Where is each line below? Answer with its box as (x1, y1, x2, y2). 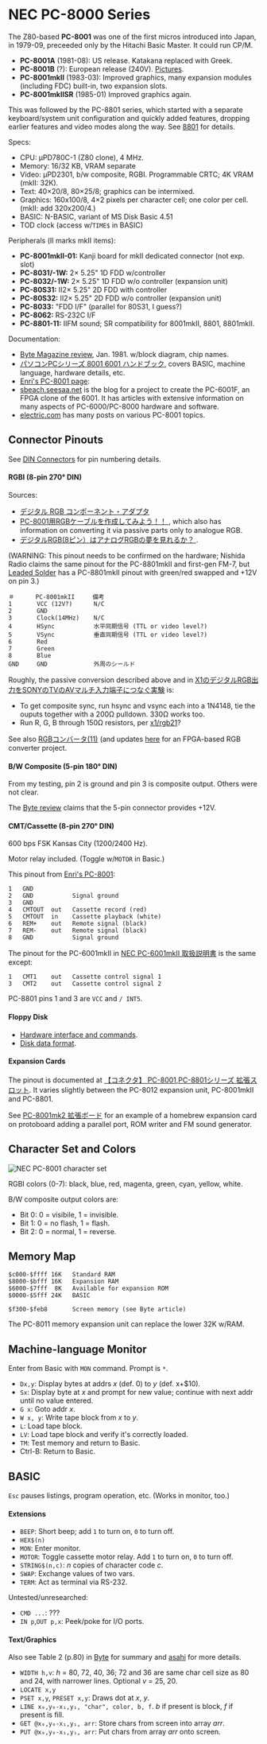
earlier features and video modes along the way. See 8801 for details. (8, 122, 236, 131)
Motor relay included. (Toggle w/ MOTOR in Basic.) (8, 854, 165, 864)
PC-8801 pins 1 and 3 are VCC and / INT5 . (8, 994, 143, 1004)
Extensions (8, 1509, 46, 1518)
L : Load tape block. (19, 1421, 83, 1431)
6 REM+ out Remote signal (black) (8, 920, 148, 928)
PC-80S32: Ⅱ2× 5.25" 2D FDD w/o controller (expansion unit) (19, 293, 222, 303)
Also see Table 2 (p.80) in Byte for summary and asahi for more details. (8, 1653, 242, 1662)
